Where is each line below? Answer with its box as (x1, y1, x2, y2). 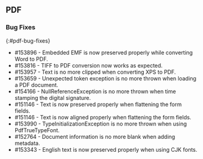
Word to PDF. (14, 55, 48, 63)
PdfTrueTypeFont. (14, 126, 60, 133)
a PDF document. (14, 81, 59, 88)
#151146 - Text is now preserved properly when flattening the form (14, 101, 182, 108)
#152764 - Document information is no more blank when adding (14, 133, 176, 140)
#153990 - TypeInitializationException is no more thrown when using (14, 120, 187, 127)
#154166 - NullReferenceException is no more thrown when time (14, 88, 176, 95)
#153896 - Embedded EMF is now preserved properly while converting (14, 49, 193, 56)
